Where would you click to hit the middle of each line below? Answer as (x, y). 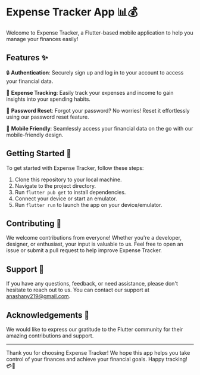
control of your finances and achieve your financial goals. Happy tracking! (97, 359)
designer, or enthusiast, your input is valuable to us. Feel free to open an (95, 244)
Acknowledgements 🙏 (48, 315)
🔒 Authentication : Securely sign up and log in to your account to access (95, 72)
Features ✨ (27, 58)
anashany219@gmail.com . (38, 296)
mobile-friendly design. (35, 135)
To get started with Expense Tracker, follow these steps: (75, 168)
